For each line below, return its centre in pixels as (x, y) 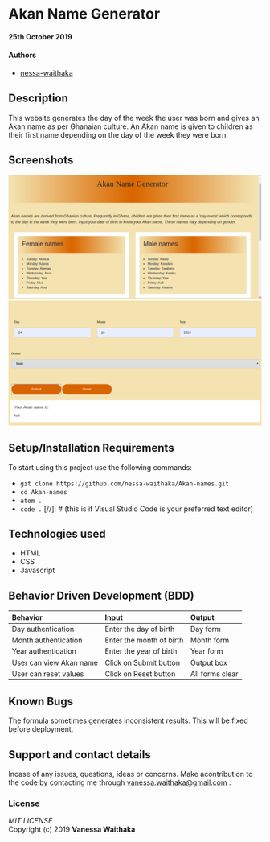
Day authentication (43, 629)
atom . (31, 501)
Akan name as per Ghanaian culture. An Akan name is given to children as (131, 126)
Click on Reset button (140, 674)
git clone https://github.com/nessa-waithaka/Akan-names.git (125, 484)
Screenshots (41, 161)
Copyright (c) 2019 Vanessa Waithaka (72, 829)
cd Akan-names (43, 492)
